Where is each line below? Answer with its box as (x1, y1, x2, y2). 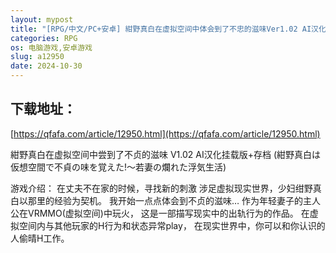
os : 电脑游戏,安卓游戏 (10, 42, 93, 53)
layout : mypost (10, 14, 74, 25)
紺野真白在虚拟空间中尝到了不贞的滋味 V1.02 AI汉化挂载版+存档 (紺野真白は (10, 148, 322, 160)
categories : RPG (10, 33, 78, 43)
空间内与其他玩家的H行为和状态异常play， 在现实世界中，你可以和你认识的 (18, 219, 326, 231)
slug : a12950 (10, 52, 65, 62)
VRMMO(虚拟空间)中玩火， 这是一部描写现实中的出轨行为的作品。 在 (27, 207, 310, 219)
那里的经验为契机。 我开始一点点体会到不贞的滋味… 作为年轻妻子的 (27, 194, 303, 206)
